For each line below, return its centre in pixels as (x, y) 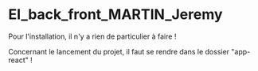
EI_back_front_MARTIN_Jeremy (115, 15)
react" (19, 60)
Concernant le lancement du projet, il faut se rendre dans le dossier (119, 51)
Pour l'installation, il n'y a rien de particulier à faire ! (92, 36)
